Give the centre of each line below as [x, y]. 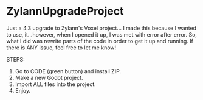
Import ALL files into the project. [55, 84]
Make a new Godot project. [49, 77]
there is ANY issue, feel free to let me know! [61, 48]
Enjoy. [23, 90]
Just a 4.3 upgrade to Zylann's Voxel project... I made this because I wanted [101, 28]
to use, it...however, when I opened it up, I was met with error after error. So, [102, 34]
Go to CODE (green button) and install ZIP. [68, 71]
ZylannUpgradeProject [65, 11]
